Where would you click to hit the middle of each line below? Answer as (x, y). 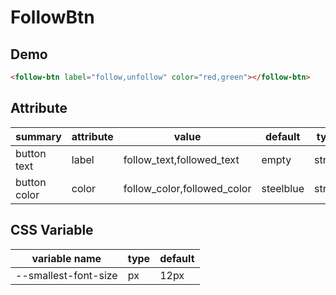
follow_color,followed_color (187, 188)
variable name (66, 258)
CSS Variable (52, 230)
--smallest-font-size (66, 275)
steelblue (283, 188)
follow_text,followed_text (181, 159)
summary (38, 136)
